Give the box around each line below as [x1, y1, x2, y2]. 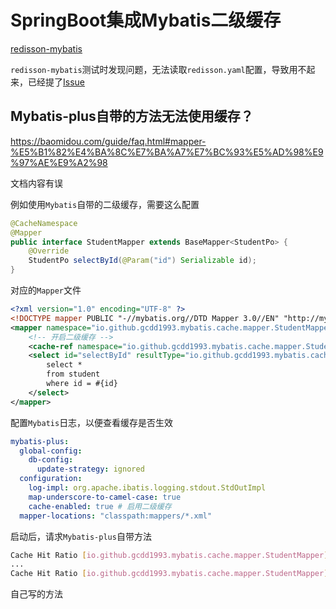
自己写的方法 [10, 588, 63, 600]
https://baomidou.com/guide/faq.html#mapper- [10, 135, 207, 147]
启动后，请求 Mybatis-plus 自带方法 [10, 530, 152, 542]
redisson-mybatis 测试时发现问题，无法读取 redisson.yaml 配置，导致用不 [10, 63, 307, 75]
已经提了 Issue [27, 76, 85, 88]
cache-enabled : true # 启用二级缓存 [28, 501, 172, 511]
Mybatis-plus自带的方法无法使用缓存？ [10, 108, 254, 125]
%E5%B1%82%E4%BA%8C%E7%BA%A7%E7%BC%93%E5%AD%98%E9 [10, 146, 324, 158]
